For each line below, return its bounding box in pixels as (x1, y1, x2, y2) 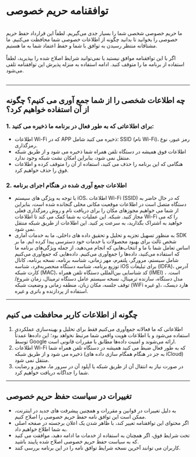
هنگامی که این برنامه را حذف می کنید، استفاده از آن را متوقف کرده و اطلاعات (14, 160, 183, 167)
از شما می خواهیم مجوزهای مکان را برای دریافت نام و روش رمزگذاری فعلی (14, 206, 179, 214)
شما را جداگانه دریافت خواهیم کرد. (14, 369, 89, 376)
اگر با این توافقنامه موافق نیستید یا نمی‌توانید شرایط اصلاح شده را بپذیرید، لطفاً (6, 54, 176, 61)
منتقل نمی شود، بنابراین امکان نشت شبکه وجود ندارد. (14, 154, 131, 161)
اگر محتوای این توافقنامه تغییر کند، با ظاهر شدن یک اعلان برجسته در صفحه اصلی (14, 419, 189, 426)
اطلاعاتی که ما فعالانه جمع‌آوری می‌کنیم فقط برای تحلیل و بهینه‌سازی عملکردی (14, 326, 183, 333)
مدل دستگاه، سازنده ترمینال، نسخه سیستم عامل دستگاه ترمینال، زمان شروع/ (14, 275, 183, 282)
